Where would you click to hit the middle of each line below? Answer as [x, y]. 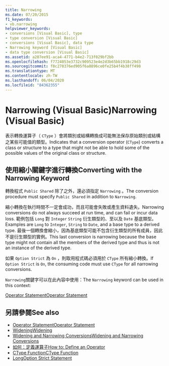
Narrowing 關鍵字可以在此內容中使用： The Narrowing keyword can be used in [84, 280]
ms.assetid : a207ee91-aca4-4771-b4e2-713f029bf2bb [60, 57]
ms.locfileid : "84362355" [32, 85]
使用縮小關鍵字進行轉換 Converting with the [74, 170]
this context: [18, 286]
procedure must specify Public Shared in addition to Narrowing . [71, 197]
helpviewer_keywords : [28, 29]
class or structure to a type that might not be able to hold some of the [77, 148]
